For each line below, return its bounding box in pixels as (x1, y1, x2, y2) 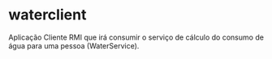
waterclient (8, 6, 87, 24)
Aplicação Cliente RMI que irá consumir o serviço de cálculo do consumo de (8, 32, 264, 42)
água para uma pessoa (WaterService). (8, 40, 140, 50)
